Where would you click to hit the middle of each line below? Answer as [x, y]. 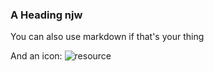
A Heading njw [46, 15]
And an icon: [36, 56]
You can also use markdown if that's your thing [107, 37]
